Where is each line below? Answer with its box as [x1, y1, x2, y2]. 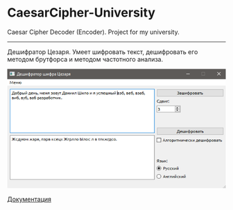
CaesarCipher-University [7, 5, 156, 21]
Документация [7, 195, 52, 204]
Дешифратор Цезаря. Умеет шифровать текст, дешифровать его [7, 47, 198, 56]
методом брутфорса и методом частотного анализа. [7, 55, 164, 63]
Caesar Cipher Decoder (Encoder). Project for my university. [7, 28, 180, 36]
